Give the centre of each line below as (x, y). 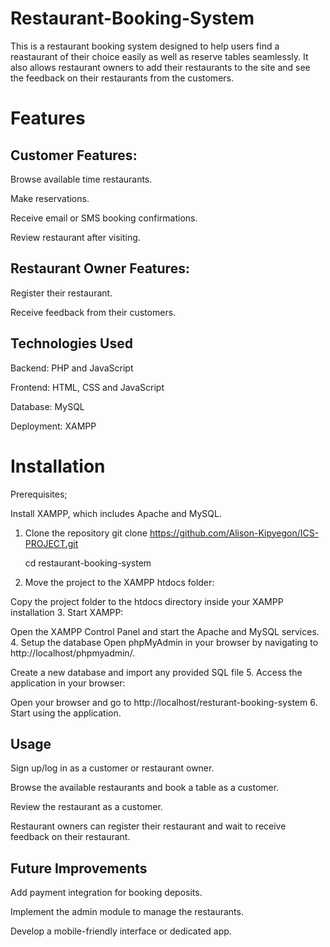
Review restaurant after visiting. (75, 237)
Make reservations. (50, 198)
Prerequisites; (39, 494)
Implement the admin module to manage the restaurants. (127, 912)
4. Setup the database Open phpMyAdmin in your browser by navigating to (164, 642)
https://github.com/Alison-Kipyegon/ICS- (234, 533)
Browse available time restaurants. (81, 179)
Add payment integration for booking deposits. (106, 893)
